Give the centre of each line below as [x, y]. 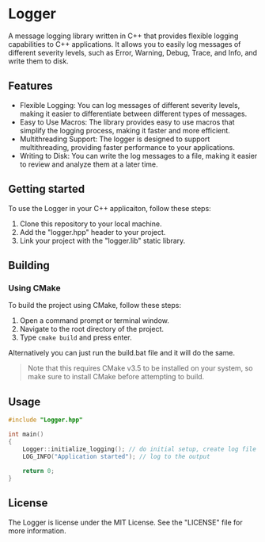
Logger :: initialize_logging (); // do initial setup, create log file [140, 449]
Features [30, 86]
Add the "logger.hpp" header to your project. [93, 232]
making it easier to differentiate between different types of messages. [133, 113]
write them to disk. [38, 61]
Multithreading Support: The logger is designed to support [115, 139]
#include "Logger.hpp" [45, 420]
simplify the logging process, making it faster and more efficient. [125, 130]
